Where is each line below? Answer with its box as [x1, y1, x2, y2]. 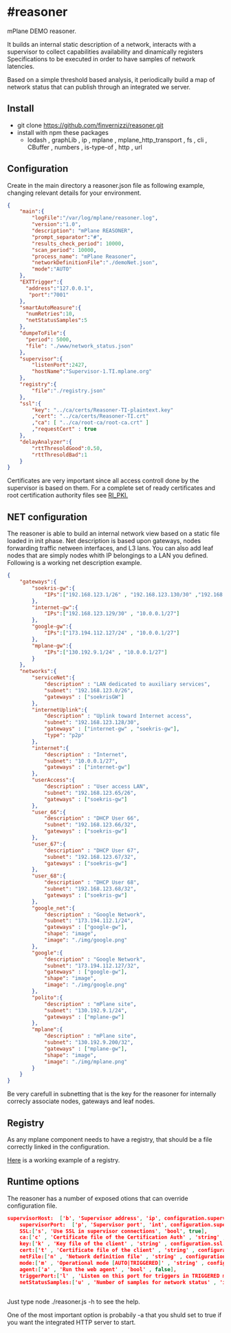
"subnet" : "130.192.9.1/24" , [43, 1007, 128, 1014]
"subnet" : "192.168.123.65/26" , [43, 789, 137, 796]
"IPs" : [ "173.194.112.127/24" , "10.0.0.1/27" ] [43, 630, 180, 637]
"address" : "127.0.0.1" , [25, 285, 94, 292]
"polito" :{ [32, 994, 63, 1001]
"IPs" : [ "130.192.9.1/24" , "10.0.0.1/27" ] [43, 648, 168, 656]
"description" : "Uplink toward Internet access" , [43, 713, 192, 720]
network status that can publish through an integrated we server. [7, 83, 191, 91]
